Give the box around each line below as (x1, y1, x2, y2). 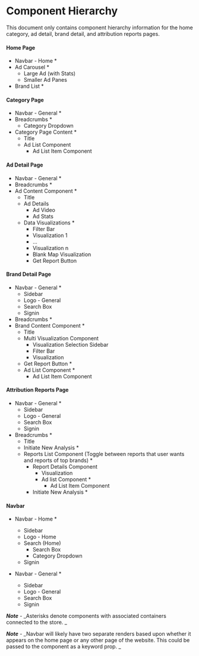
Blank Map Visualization (32, 251, 91, 258)
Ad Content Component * (14, 187, 77, 195)
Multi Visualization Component (23, 334, 99, 341)
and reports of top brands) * (23, 457, 93, 464)
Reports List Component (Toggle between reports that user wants (23, 450, 185, 457)
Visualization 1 (32, 232, 68, 239)
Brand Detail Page (6, 270, 52, 278)
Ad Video (32, 206, 55, 213)
